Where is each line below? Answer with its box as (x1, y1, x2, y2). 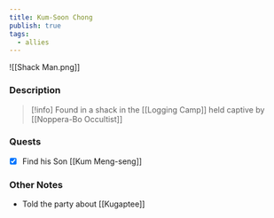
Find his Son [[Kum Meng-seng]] (21, 156, 143, 167)
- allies (17, 37, 50, 47)
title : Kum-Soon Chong (9, 12, 93, 22)
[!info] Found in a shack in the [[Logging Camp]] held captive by (30, 104, 265, 115)
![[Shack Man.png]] (9, 62, 81, 73)
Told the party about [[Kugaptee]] (21, 199, 145, 209)
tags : (9, 29, 29, 38)
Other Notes (9, 178, 64, 191)
